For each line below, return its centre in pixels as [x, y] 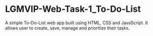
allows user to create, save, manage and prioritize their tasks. [67, 28]
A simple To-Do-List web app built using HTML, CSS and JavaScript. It [77, 23]
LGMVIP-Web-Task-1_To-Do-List [73, 9]
